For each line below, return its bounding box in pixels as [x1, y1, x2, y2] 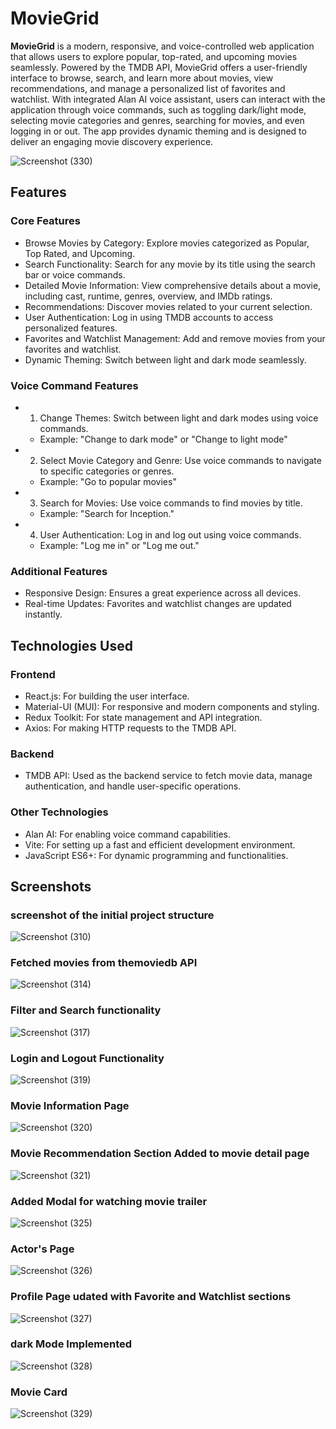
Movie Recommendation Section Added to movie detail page [10, 1147, 310, 1161]
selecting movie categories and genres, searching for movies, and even [10, 114, 305, 126]
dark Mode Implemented [10, 1337, 133, 1351]
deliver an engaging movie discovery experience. [10, 135, 214, 147]
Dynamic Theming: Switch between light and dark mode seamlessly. [24, 353, 307, 366]
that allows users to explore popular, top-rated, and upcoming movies [10, 50, 298, 62]
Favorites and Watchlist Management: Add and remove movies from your [24, 332, 326, 344]
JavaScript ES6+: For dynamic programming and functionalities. [24, 849, 289, 861]
